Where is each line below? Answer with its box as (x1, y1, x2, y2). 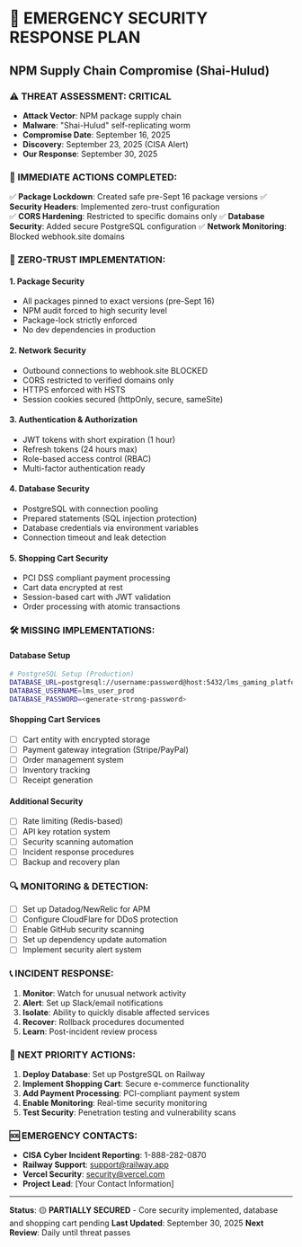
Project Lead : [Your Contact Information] (22, 1179, 174, 1190)
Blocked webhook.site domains (9, 231, 126, 242)
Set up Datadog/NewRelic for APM (22, 904, 151, 915)
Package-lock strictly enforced (22, 314, 138, 326)
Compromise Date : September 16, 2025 (22, 129, 171, 140)
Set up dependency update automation (22, 934, 168, 945)
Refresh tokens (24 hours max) (22, 444, 138, 455)
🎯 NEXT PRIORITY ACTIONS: (9, 1048, 137, 1061)
